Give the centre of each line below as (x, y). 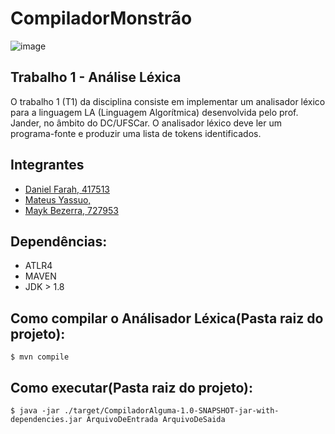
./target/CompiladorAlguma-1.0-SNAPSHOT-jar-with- (171, 411)
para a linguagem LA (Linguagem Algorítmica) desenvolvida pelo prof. (154, 112)
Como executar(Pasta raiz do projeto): (131, 387)
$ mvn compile (40, 357)
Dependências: (59, 241)
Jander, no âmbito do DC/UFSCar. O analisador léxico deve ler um (146, 123)
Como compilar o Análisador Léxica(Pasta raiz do (167, 318)
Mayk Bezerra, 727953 (71, 210)
